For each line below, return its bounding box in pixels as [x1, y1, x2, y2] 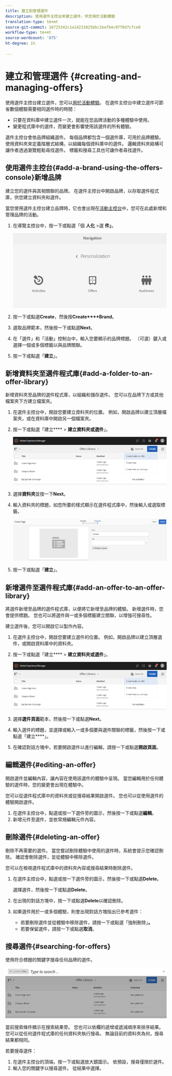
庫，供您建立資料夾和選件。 [5, 194, 64, 200]
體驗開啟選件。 [5, 799, 37, 805]
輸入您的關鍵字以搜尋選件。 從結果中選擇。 [12, 1065, 104, 1071]
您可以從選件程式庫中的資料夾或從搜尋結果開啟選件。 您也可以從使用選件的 [5, 792, 164, 799]
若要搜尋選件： [5, 1048, 37, 1054]
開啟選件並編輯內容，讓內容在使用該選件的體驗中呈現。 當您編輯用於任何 [5, 775, 159, 781]
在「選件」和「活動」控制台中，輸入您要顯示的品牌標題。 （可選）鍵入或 [12, 335, 167, 342]
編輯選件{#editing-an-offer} [5, 761, 96, 769]
